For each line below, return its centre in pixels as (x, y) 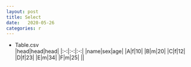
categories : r (24, 28)
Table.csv (27, 45)
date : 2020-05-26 (30, 23)
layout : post (22, 12)
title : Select (24, 17)
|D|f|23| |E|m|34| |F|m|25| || (50, 58)
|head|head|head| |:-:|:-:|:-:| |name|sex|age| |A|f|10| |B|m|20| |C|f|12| (100, 52)
